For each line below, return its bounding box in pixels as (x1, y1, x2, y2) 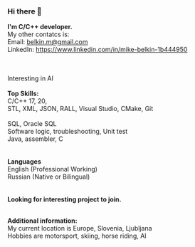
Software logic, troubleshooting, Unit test (7, 127, 128, 136)
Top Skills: (7, 89, 39, 98)
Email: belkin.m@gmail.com (7, 38, 88, 46)
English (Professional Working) (7, 165, 98, 174)
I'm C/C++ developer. (7, 23, 73, 31)
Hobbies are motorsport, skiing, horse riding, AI (7, 231, 147, 241)
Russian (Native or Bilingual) (7, 172, 90, 181)
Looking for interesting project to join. (7, 195, 122, 204)
